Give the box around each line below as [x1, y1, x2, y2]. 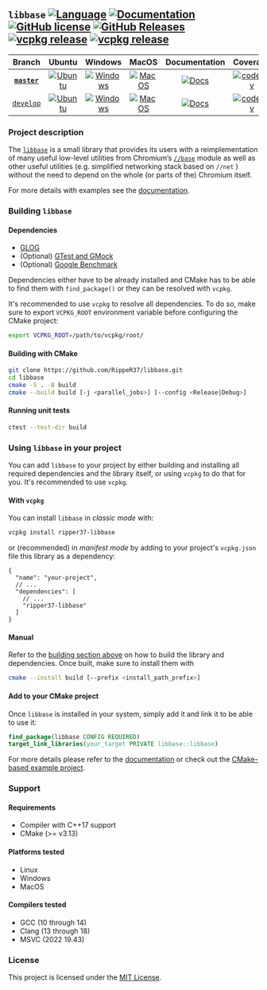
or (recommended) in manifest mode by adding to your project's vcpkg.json [8, 543, 257, 553]
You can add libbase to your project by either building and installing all [8, 460, 240, 470]
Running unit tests [8, 405, 70, 415]
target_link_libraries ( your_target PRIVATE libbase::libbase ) [8, 740, 219, 749]
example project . [30, 763, 86, 773]
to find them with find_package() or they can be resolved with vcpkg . [8, 284, 233, 293]
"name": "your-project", [15, 574, 98, 582]
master [14, 76, 40, 84]
